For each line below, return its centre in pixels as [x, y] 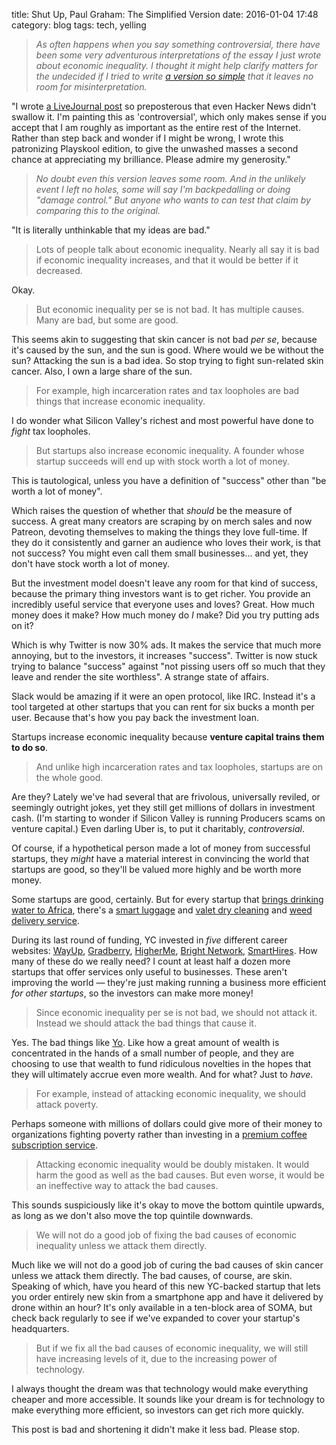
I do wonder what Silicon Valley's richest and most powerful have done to [162, 420]
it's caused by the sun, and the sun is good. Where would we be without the [167, 350]
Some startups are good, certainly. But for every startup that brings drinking [167, 899]
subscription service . [55, 1145]
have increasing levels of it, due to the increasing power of [156, 1358]
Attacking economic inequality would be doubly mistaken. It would [172, 1164]
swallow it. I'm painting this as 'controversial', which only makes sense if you [169, 117]
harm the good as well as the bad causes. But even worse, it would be [180, 1175]
